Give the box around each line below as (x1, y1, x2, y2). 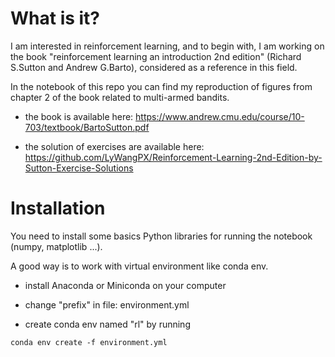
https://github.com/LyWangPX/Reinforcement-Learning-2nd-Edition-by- (24, 151, 323, 163)
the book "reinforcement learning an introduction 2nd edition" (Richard (10, 50, 302, 62)
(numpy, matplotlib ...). (10, 240, 103, 252)
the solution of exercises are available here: (24, 140, 205, 152)
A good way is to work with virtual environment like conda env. (10, 260, 269, 272)
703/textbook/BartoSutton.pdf (24, 121, 150, 133)
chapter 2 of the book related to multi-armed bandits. (10, 91, 230, 103)
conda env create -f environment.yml (10, 337, 168, 347)
